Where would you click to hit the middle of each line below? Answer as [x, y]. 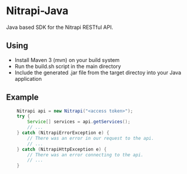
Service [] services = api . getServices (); [79, 122]
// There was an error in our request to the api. [91, 138]
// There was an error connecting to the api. [86, 155]
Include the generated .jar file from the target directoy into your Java [98, 73]
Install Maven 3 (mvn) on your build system [67, 60]
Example [22, 98]
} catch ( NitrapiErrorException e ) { [63, 133]
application [28, 78]
